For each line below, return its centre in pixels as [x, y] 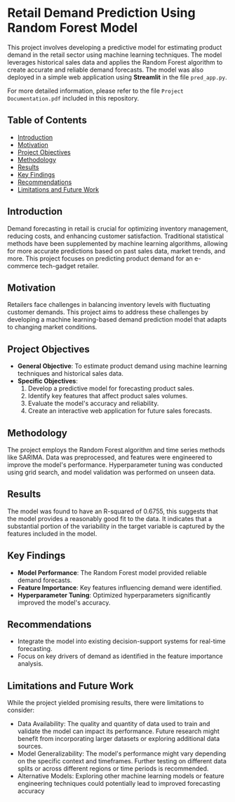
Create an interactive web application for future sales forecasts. [120, 411]
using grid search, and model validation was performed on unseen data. [111, 472]
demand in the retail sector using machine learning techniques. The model [115, 55]
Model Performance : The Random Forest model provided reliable [112, 572]
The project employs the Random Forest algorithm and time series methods [116, 450]
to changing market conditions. [52, 327]
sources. [30, 747]
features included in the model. [52, 533]
